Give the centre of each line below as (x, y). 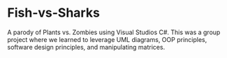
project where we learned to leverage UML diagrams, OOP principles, (107, 39)
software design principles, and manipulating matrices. (86, 47)
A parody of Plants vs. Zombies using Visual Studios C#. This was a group (114, 32)
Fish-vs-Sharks (53, 13)
